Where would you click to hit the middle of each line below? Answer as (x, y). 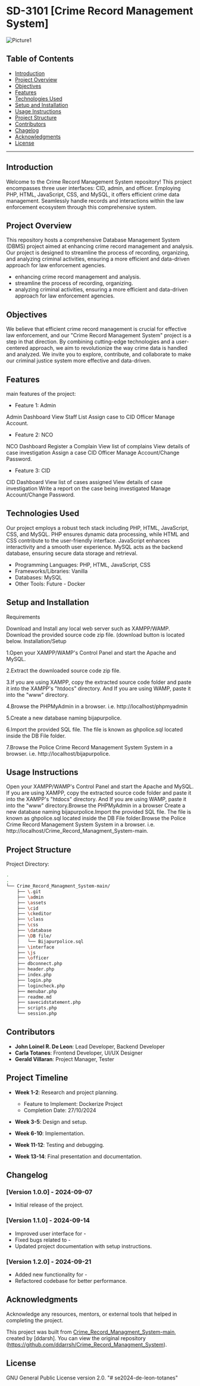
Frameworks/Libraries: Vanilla (51, 571)
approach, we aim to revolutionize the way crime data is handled (108, 348)
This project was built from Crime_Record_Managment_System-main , (91, 1332)
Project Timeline (37, 1078)
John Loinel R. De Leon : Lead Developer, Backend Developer (90, 1046)
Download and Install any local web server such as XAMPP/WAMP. (88, 628)
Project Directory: (28, 864)
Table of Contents (40, 59)
